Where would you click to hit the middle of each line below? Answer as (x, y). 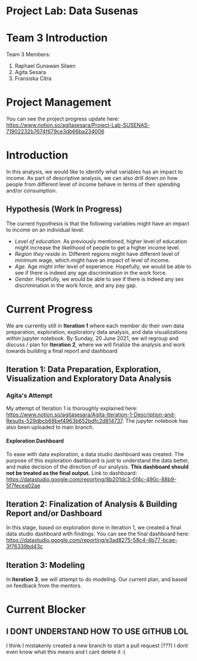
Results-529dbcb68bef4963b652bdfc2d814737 (64, 421)
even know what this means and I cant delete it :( (66, 652)
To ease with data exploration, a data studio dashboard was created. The (95, 454)
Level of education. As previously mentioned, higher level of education (101, 241)
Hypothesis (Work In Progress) (64, 209)
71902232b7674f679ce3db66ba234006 (55, 131)
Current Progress (49, 309)
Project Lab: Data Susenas (72, 11)
